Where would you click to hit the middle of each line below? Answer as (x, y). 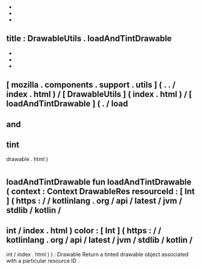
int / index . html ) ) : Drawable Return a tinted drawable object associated (97, 254)
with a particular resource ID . (43, 261)
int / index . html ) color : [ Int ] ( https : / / (84, 231)
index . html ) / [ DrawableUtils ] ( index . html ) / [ (99, 94)
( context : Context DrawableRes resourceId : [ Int (100, 191)
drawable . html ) (27, 159)
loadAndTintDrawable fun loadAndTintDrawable (99, 182)
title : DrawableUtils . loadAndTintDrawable (89, 39)
